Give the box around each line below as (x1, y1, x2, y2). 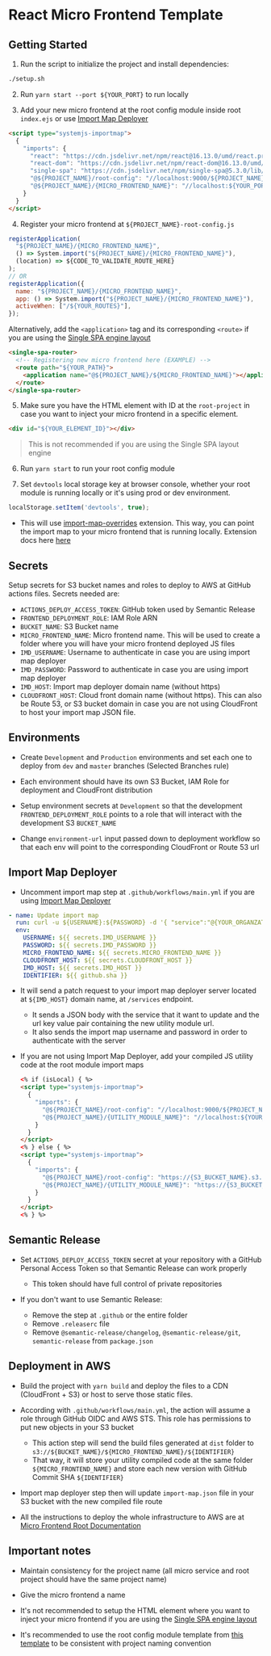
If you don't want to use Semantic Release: (19, 1294, 163, 1304)
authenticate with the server (31, 1036, 127, 1045)
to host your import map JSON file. (19, 707, 136, 717)
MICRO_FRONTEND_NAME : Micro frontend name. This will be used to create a (19, 630, 261, 640)
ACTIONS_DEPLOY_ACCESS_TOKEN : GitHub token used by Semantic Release (19, 604, 256, 614)
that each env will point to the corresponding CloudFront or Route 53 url (19, 842, 260, 851)
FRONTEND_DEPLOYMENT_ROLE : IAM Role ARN (19, 612, 158, 623)
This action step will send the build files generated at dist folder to (31, 1438, 254, 1448)
